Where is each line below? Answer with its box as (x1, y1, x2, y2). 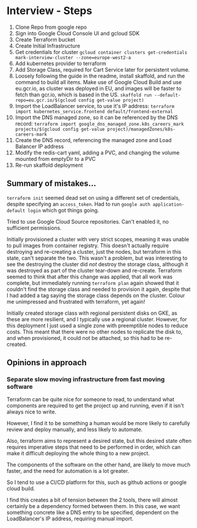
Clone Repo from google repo (15, 23, 87, 31)
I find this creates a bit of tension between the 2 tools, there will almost (6, 496, 178, 503)
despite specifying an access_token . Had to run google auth (6, 200, 151, 207)
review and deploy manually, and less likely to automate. (6, 426, 143, 433)
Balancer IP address (15, 143, 64, 150)
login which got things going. (28, 207, 99, 214)
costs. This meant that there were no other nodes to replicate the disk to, (6, 328, 183, 335)
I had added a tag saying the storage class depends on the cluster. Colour (6, 292, 185, 299)
